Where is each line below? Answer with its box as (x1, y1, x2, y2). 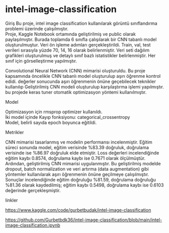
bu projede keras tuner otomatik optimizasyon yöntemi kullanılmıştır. (5, 89, 147, 95)
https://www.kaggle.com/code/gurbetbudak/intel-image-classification (5, 207, 151, 213)
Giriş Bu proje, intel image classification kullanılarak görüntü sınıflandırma (5, 20, 157, 26)
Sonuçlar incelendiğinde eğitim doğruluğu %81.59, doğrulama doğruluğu (5, 176, 156, 182)
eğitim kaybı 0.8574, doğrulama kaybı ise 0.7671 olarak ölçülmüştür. (5, 155, 146, 161)
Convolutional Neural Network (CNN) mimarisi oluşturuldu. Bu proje (5, 67, 145, 74)
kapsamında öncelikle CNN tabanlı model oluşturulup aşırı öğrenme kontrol (5, 73, 161, 79)
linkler (5, 197, 18, 203)
